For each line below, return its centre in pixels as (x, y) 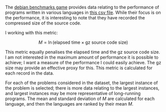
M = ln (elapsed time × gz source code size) (83, 42)
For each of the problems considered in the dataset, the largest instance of (82, 83)
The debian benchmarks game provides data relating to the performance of (82, 7)
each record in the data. (30, 73)
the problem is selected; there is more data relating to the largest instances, (82, 88)
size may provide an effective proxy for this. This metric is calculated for (79, 68)
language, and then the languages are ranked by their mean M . (69, 104)
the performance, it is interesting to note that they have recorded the (75, 18)
